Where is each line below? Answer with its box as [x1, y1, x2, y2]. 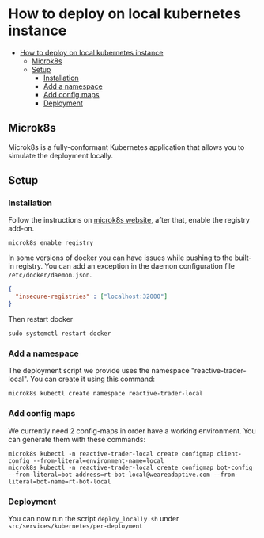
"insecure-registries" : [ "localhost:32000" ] [15, 292, 168, 301]
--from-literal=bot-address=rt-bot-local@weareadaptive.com [8, 471, 211, 479]
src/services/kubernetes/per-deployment [8, 522, 144, 530]
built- [234, 253, 252, 262]
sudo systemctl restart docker [8, 330, 111, 338]
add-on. [8, 223, 35, 234]
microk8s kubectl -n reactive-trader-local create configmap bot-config [8, 464, 253, 471]
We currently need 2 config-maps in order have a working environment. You [8, 425, 257, 436]
